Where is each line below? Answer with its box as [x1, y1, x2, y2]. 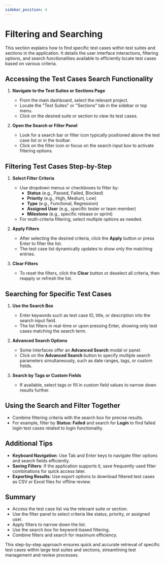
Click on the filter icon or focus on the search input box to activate [19, 142, 154, 148]
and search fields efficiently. [12, 457, 70, 463]
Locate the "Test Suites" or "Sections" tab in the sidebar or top [19, 103, 147, 108]
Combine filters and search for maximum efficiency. [12, 532, 118, 538]
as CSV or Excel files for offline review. [12, 479, 91, 485]
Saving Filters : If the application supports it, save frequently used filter [12, 463, 157, 469]
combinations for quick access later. [12, 468, 86, 474]
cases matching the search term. [19, 328, 87, 334]
